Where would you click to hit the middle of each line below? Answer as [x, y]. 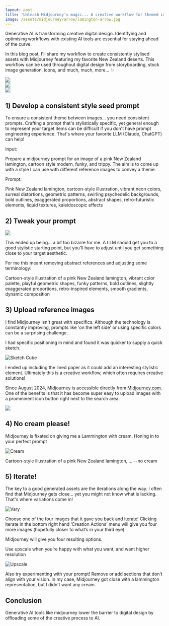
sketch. [13, 347]
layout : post [19, 10]
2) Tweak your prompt [41, 221]
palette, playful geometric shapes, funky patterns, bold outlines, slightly [80, 283]
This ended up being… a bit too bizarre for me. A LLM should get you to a [81, 242]
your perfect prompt [26, 441]
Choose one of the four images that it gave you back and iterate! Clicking [81, 519]
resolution [16, 554]
